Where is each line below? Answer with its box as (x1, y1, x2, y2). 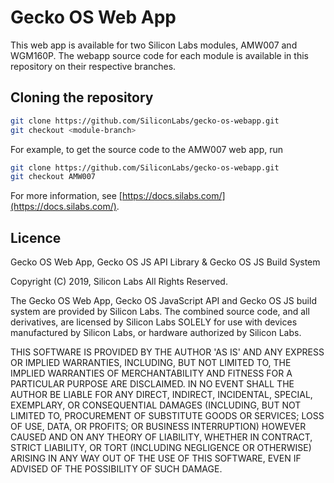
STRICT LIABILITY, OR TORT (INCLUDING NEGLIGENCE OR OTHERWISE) (10, 442, 312, 454)
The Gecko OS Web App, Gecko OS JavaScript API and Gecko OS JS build (10, 295, 317, 307)
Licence (10, 229, 62, 246)
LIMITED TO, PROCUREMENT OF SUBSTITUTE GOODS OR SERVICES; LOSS (10, 410, 325, 422)
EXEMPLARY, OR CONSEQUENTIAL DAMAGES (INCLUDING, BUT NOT (10, 399, 302, 411)
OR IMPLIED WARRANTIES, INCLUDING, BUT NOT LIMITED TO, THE (10, 357, 292, 369)
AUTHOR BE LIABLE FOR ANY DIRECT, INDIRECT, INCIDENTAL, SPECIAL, (10, 389, 313, 401)
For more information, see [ (10, 190, 123, 202)
